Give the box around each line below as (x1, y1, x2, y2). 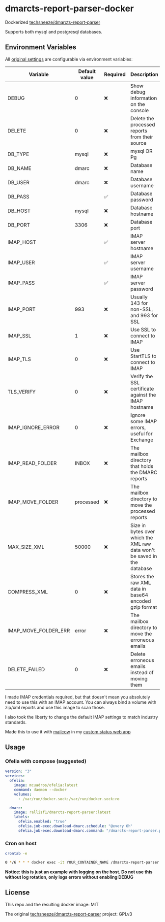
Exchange (130, 436, 154, 443)
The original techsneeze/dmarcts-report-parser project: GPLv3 (5, 911, 133, 917)
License (5, 889, 30, 897)
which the (130, 534, 153, 541)
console (130, 107, 149, 114)
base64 (130, 592, 148, 598)
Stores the (130, 573, 155, 580)
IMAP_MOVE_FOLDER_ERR (7, 627, 70, 634)
